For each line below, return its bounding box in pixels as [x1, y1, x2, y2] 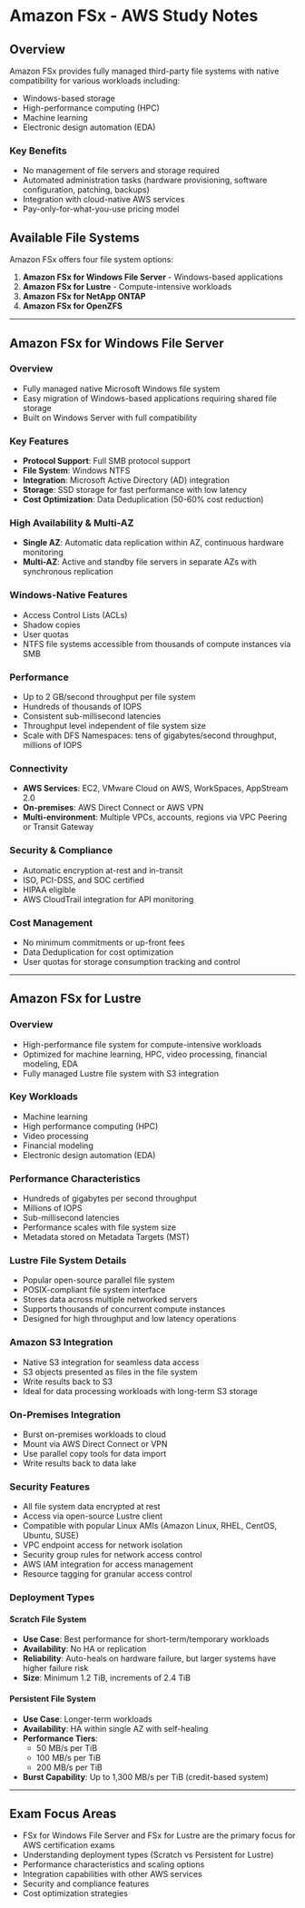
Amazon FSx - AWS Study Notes [9, 5, 259, 26]
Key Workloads [9, 1090, 79, 1103]
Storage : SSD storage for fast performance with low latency [22, 485, 248, 496]
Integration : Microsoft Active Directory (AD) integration [22, 475, 230, 486]
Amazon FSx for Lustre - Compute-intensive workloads [22, 281, 232, 292]
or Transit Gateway [22, 821, 93, 832]
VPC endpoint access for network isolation [22, 1539, 183, 1550]
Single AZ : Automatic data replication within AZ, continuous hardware [22, 537, 284, 548]
